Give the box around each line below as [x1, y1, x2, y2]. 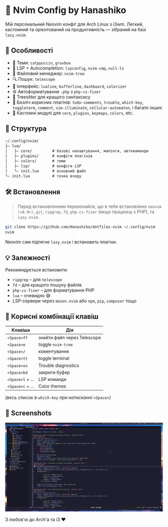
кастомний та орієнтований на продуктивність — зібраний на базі [5, 26, 146, 32]
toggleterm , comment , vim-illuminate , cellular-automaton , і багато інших [12, 104, 162, 110]
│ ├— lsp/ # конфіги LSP [5, 163, 81, 169]
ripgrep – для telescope [12, 276, 62, 283]
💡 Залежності [5, 253, 50, 262]
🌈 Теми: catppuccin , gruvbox [12, 60, 71, 66]
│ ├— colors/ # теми [5, 158, 66, 164]
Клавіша [11, 327, 30, 333]
